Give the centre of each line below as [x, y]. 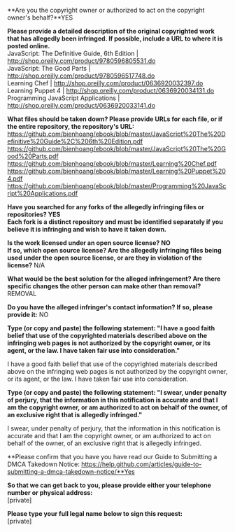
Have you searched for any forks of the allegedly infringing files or [106, 207]
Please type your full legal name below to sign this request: [95, 513]
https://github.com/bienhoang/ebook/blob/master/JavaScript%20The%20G [116, 149]
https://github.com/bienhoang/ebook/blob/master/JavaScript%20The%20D [116, 134]
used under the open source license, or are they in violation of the [105, 258]
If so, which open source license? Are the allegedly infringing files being [114, 250]
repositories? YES [34, 214]
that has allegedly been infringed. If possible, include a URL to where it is [115, 38]
